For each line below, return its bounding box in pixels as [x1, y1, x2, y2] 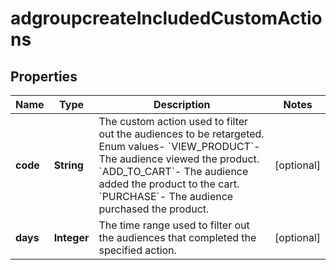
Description [153, 98, 211, 111]
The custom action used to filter [98, 115, 249, 128]
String [53, 158, 84, 172]
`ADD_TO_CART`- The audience [98, 165, 249, 178]
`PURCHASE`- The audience [98, 190, 234, 203]
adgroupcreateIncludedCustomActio [10, 7, 323, 30]
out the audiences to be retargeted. [98, 127, 265, 141]
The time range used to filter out [98, 218, 250, 232]
